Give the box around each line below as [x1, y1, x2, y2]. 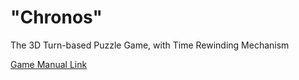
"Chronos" [10, 6, 103, 29]
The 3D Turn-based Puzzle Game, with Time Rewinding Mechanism [10, 39, 290, 51]
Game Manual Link [10, 58, 88, 70]
